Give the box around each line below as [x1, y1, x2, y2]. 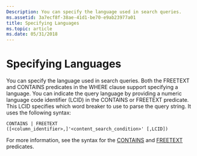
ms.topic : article [6, 25, 52, 32]
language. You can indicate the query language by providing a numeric [6, 90, 182, 97]
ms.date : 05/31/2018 [6, 31, 58, 37]
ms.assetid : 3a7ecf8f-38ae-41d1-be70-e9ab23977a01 [6, 14, 136, 20]
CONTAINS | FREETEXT [6, 121, 58, 127]
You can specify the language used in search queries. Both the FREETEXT [6, 77, 190, 84]
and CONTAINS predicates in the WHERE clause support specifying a [6, 84, 178, 91]
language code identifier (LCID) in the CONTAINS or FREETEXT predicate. [6, 96, 189, 104]
